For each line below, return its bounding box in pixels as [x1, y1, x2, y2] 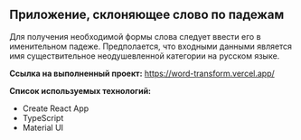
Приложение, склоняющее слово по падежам [9, 7, 285, 23]
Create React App [22, 103, 89, 114]
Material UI [22, 122, 64, 133]
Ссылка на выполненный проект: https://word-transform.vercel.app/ [9, 68, 276, 79]
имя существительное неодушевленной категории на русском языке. [9, 50, 280, 61]
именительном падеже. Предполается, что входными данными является [9, 41, 292, 51]
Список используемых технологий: [9, 85, 152, 96]
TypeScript [22, 112, 64, 123]
